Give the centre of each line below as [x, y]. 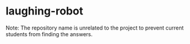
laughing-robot [45, 11]
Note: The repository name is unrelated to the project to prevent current [95, 28]
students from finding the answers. [49, 34]
